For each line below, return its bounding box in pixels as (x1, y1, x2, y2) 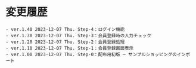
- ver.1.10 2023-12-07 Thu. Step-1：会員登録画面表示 (5, 45, 134, 51)
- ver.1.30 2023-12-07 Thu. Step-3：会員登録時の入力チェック (5, 33, 151, 38)
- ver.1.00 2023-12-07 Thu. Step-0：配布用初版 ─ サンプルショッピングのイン (5, 51, 186, 57)
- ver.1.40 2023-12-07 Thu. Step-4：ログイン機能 (5, 26, 125, 33)
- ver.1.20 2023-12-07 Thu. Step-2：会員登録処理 (5, 39, 125, 45)
